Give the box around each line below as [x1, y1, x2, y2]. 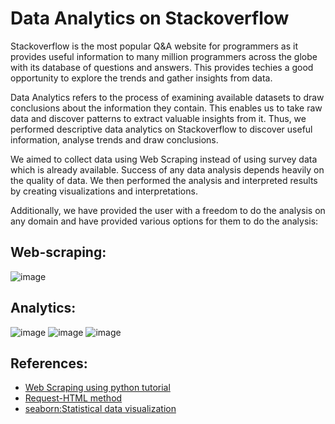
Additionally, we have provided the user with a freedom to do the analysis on [10, 204, 326, 216]
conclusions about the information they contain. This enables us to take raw [10, 102, 323, 114]
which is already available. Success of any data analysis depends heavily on [10, 163, 325, 176]
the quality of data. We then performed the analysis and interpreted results [10, 174, 318, 186]
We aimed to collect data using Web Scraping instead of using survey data [10, 153, 318, 165]
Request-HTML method [24, 392, 123, 404]
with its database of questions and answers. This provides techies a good [10, 61, 314, 73]
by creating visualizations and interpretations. [10, 185, 198, 197]
